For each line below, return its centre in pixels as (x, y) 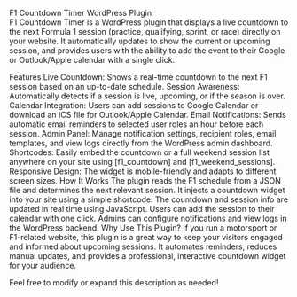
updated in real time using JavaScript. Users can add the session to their (142, 209)
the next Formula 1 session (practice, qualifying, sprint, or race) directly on (145, 31)
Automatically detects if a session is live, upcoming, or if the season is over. (147, 96)
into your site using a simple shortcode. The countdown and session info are (149, 199)
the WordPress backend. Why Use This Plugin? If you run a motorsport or (143, 228)
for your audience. (43, 266)
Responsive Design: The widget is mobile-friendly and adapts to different (143, 171)
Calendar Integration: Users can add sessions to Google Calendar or (134, 105)
